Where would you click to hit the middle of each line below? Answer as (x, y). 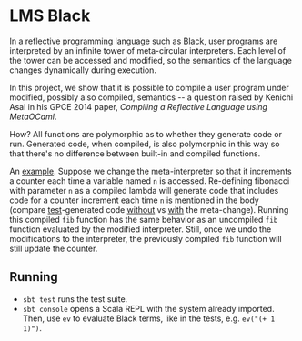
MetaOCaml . (33, 116)
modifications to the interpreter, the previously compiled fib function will (146, 238)
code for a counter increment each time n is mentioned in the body (134, 200)
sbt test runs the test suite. (75, 299)
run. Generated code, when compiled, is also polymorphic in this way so (145, 144)
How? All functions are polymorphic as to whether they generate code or (146, 134)
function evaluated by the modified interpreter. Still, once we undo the (141, 229)
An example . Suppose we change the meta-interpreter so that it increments (151, 171)
